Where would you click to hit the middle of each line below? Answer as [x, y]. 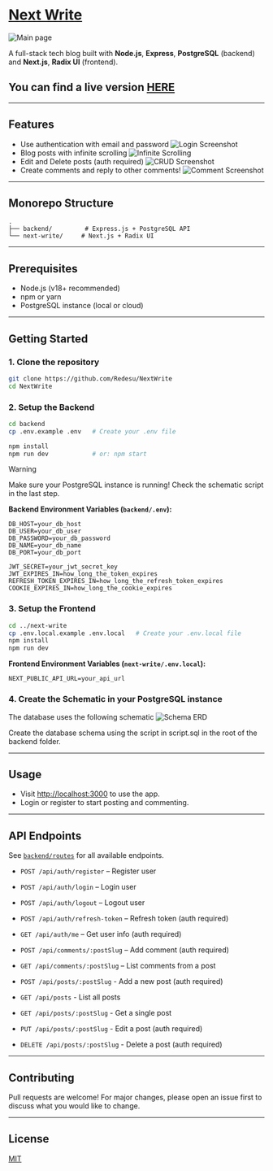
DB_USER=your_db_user [45, 531]
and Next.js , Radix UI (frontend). [63, 62]
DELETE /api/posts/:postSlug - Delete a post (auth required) [121, 1045]
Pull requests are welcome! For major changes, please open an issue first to [135, 1097]
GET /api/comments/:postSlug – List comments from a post [118, 966]
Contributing [41, 1078]
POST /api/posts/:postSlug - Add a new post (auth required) [121, 982]
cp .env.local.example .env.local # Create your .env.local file [125, 633]
